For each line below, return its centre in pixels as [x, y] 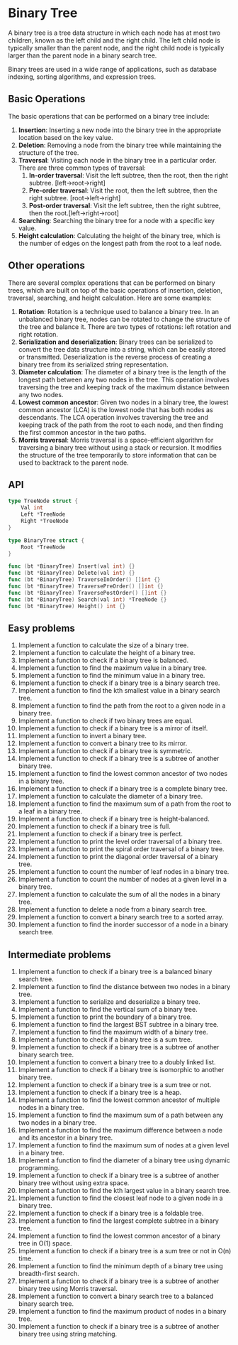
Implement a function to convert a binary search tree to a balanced [116, 1296]
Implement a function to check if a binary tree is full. [94, 826]
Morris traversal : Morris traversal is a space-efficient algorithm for [116, 440]
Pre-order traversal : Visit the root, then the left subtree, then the [123, 190]
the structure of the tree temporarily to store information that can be [117, 455]
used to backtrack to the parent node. [74, 463]
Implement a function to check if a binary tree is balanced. [103, 660]
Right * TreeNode [45, 521]
